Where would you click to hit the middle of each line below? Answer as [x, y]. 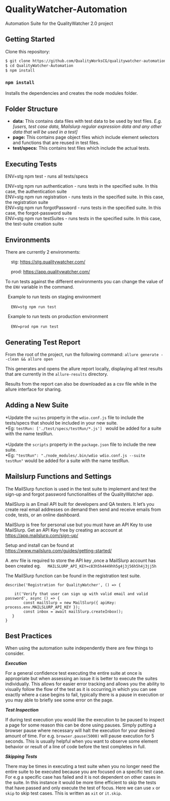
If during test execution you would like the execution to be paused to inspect [85, 720]
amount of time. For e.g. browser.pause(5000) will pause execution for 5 [80, 736]
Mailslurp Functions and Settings [58, 477]
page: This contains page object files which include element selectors [86, 137]
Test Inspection [22, 710]
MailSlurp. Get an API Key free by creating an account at [64, 530]
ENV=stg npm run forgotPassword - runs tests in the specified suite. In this [83, 208]
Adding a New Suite [37, 405]
